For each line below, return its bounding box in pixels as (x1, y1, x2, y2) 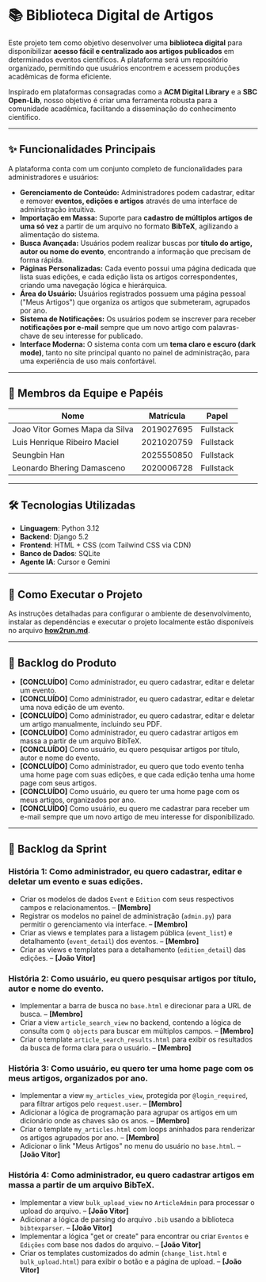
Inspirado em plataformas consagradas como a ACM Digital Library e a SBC (8, 86, 258, 96)
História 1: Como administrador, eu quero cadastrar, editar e (8, 866, 243, 877)
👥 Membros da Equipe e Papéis (8, 386, 164, 401)
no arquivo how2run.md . (8, 626, 90, 635)
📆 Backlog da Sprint (8, 843, 107, 856)
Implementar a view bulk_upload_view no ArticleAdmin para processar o (19, 1197, 255, 1207)
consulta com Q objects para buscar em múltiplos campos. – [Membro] (19, 1026, 254, 1035)
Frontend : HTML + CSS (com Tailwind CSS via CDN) (19, 540, 192, 550)
